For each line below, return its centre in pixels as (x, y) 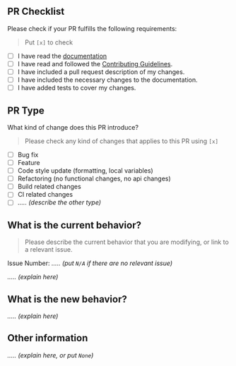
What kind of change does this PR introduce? (73, 127)
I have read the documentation (62, 56)
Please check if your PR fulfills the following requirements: (92, 28)
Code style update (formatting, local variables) (85, 171)
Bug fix (28, 154)
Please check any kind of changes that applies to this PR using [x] (122, 141)
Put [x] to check (48, 42)
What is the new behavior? (67, 299)
